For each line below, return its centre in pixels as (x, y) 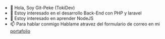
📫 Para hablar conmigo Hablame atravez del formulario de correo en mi (85, 24)
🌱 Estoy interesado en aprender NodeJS (52, 18)
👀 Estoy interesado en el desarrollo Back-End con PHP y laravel (76, 13)
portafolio (20, 31)
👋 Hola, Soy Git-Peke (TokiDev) (42, 8)
